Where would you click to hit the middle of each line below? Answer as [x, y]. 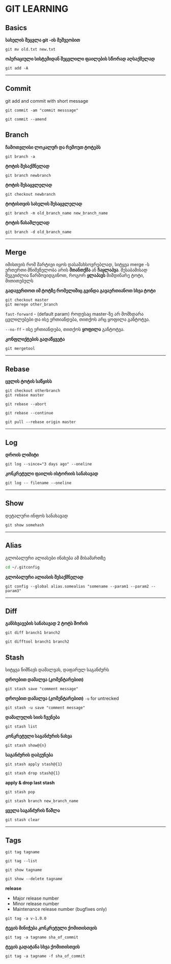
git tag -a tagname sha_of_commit [42, 937]
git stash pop [20, 792]
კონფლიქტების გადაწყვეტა [35, 339]
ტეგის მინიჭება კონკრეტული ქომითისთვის [51, 928]
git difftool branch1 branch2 [37, 642]
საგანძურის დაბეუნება [29, 755]
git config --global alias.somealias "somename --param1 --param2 [77, 586]
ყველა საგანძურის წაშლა [33, 811]
